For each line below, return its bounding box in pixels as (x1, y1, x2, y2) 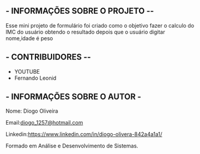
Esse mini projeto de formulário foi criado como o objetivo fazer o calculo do (5, 22, 195, 29)
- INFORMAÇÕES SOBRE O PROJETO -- (5, 6, 154, 16)
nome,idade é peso (5, 34, 53, 42)
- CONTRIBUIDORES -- (5, 52, 91, 62)
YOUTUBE (14, 68, 40, 75)
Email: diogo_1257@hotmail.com (5, 119, 83, 126)
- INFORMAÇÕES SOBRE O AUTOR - (5, 92, 141, 102)
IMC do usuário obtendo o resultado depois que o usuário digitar (5, 28, 165, 35)
